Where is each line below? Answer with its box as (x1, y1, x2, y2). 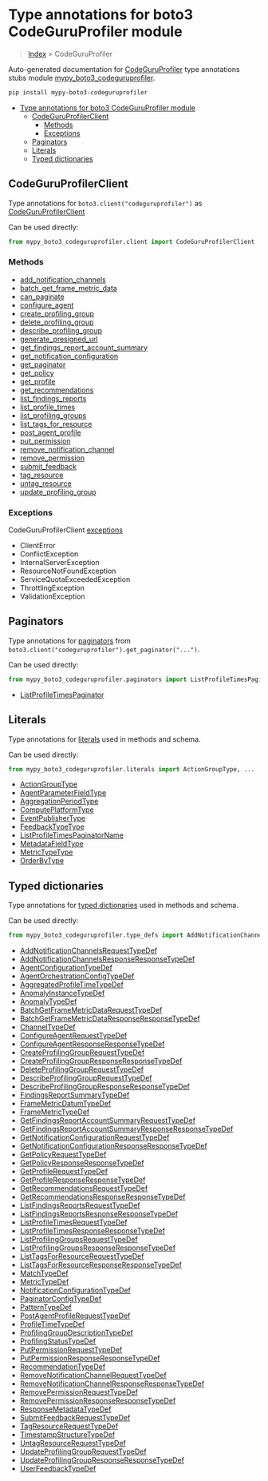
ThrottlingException (19, 583, 85, 593)
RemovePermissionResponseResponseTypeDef (19, 1396, 176, 1406)
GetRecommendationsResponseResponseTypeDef (19, 1192, 186, 1202)
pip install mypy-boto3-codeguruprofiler (8, 88, 148, 97)
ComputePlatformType (19, 805, 94, 814)
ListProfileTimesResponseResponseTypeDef (19, 1226, 166, 1236)
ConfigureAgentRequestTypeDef (19, 1031, 128, 1041)
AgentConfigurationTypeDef (19, 963, 113, 973)
